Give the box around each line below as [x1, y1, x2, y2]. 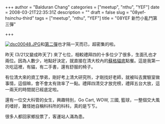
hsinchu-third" [5, 15, 34, 21]
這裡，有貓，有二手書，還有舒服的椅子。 [13, 64, 96, 70]
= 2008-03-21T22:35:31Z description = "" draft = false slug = [5, 9, 129, 15]
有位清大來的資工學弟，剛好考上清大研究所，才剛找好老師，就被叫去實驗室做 [5, 74, 160, 80]
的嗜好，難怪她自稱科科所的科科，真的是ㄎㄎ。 [5, 103, 100, 109]
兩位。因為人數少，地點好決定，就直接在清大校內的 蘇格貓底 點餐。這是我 [5, 58, 151, 63]
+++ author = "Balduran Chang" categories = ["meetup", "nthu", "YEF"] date [5, 4, 160, 10]
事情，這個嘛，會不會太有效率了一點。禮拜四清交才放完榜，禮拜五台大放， [5, 80, 156, 86]
